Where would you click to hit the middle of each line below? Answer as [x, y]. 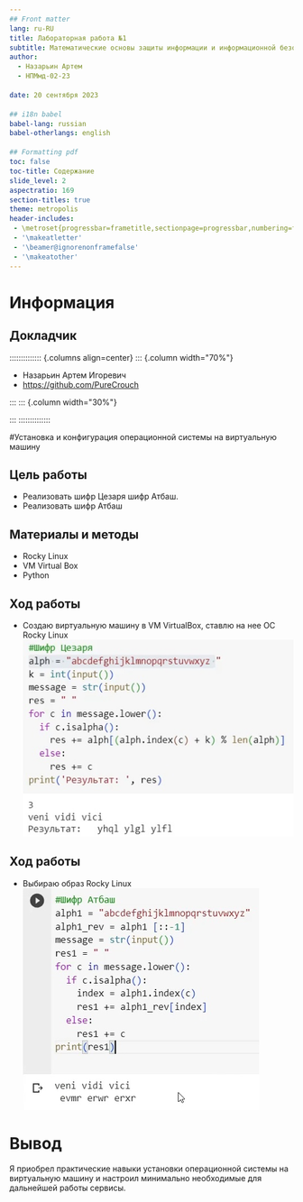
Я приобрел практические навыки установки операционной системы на [149, 1169]
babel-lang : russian [48, 124]
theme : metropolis [44, 209]
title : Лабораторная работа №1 [68, 38]
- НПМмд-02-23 [44, 77]
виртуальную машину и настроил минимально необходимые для [136, 1178]
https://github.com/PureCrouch [81, 384]
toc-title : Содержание [52, 171]
